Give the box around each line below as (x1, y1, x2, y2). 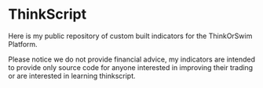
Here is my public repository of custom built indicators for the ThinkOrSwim (8, 31, 253, 40)
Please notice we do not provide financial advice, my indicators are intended (8, 55, 255, 64)
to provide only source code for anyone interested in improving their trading (8, 62, 254, 72)
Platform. (8, 39, 38, 48)
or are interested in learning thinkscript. (8, 71, 136, 80)
